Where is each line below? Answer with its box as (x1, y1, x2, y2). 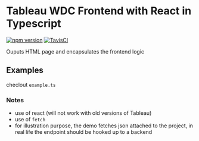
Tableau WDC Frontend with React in (6, 4, 192, 18)
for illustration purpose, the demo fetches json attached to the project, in (14, 122, 194, 129)
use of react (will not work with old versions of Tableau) (14, 109, 152, 117)
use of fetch (14, 116, 46, 123)
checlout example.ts (6, 81, 56, 88)
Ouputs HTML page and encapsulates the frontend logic (6, 48, 145, 55)
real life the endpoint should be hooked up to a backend (14, 129, 153, 136)
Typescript (6, 17, 61, 30)
